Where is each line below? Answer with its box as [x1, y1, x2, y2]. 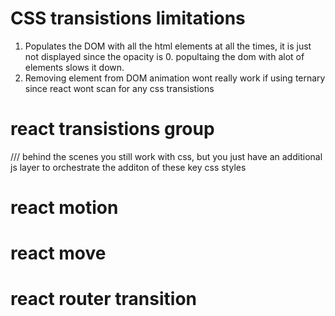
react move [10, 242, 107, 265]
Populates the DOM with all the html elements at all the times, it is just [24, 40, 312, 52]
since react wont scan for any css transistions [24, 82, 215, 94]
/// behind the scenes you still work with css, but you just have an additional [10, 150, 323, 162]
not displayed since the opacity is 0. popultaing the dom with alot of [24, 50, 305, 62]
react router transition [10, 288, 197, 311]
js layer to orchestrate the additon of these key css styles [10, 161, 247, 173]
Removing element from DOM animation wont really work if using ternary [24, 72, 326, 84]
